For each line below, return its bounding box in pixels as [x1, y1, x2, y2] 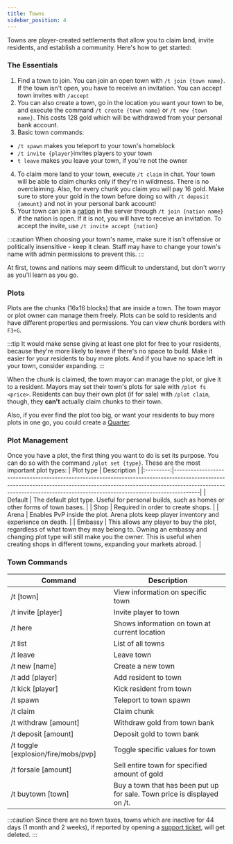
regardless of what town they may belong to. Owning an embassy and [7, 525, 207, 534]
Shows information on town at [113, 619, 212, 628]
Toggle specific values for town [113, 745, 216, 754]
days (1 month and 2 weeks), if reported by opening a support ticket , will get [7, 822, 225, 831]
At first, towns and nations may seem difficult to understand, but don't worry [7, 263, 226, 271]
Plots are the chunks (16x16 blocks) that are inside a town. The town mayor [7, 304, 221, 312]
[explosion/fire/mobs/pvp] [10, 749, 97, 758]
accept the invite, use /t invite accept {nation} [17, 221, 158, 230]
